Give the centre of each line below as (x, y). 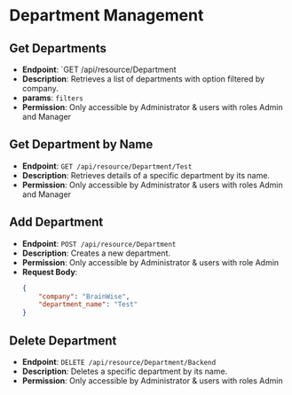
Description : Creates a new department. (96, 253)
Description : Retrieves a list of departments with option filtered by (143, 79)
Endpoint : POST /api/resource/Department (99, 243)
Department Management (107, 16)
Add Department (56, 222)
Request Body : (50, 272)
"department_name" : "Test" (88, 304)
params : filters (53, 98)
